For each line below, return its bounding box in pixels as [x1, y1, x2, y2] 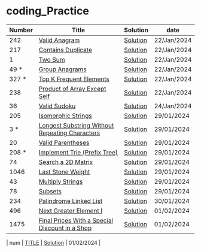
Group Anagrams [38, 65, 87, 73]
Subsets [38, 187, 62, 195]
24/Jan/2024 [154, 102, 192, 110]
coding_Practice [6, 4, 90, 18]
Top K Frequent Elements [38, 75, 109, 83]
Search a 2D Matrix [38, 157, 93, 166]
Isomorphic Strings [38, 111, 92, 120]
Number [9, 26, 33, 34]
